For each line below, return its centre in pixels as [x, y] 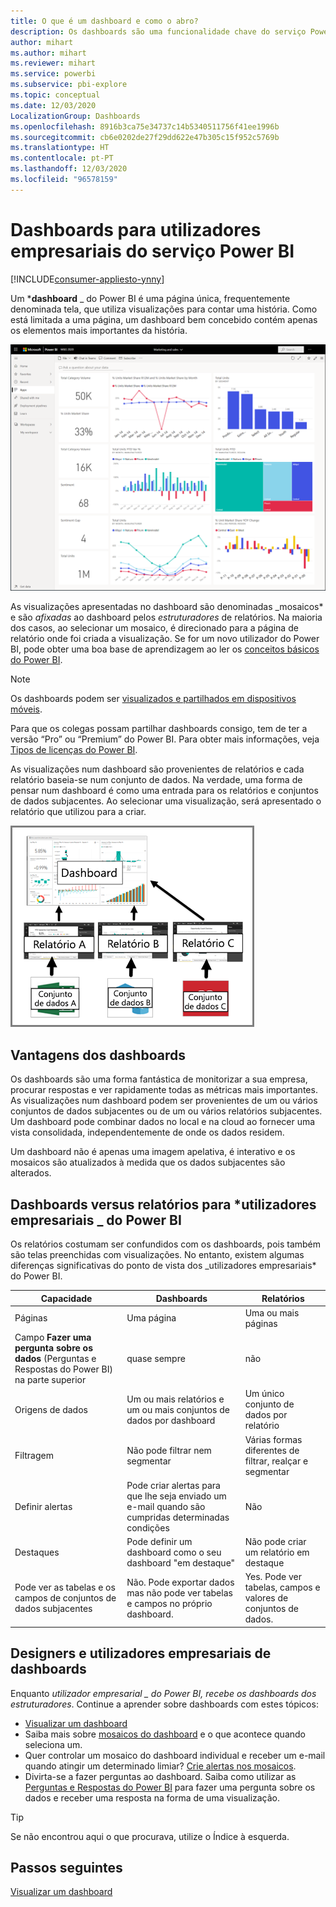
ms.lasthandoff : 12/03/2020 [69, 169]
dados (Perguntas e [55, 1359]
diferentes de [272, 1450]
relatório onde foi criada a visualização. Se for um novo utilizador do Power [165, 639]
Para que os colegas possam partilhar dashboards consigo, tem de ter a [159, 729]
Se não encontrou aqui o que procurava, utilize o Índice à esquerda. [150, 1836]
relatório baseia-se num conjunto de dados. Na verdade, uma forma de [156, 780]
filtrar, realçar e [276, 1461]
